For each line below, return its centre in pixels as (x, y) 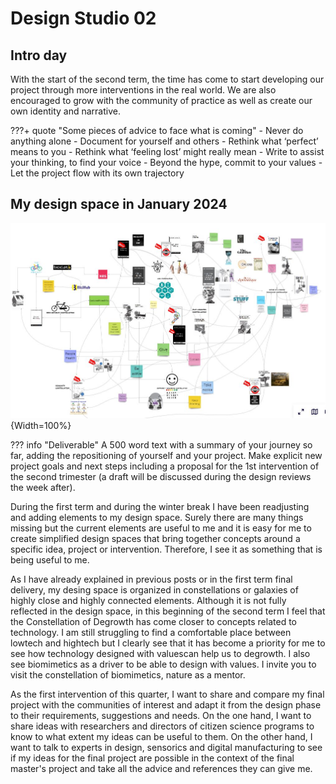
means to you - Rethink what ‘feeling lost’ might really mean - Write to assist (167, 151)
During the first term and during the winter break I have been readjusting (160, 506)
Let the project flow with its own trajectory (97, 173)
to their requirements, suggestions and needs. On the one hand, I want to (161, 715)
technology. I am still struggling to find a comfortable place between (151, 632)
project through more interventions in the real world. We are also (143, 90)
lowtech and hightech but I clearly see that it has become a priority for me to (168, 643)
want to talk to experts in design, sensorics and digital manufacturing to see (166, 747)
